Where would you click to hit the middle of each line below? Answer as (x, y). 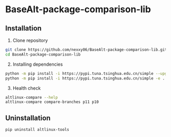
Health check (26, 88)
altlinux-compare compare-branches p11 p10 (52, 102)
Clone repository (30, 40)
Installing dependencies (38, 64)
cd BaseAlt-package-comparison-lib (43, 54)
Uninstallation (28, 118)
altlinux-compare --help (32, 97)
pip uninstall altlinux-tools (37, 130)
